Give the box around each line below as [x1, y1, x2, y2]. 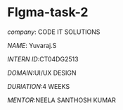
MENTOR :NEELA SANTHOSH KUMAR [7, 96, 116, 104]
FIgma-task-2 [7, 4, 89, 20]
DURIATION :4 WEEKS [7, 82, 70, 90]
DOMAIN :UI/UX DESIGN [7, 68, 77, 77]
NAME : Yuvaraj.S [7, 41, 57, 49]
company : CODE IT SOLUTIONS [7, 28, 101, 36]
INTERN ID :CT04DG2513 [7, 54, 79, 63]
